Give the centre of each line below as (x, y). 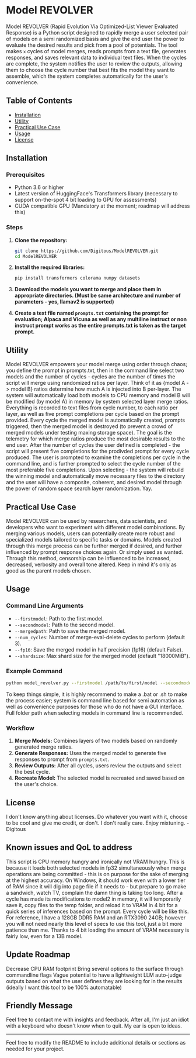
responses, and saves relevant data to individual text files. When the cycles (96, 57)
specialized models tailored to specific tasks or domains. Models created (94, 539)
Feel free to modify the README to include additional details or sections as (96, 1043)
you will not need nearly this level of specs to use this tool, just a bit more (94, 923)
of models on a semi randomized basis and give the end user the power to (95, 39)
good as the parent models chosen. (49, 570)
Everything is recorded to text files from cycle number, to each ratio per (92, 408)
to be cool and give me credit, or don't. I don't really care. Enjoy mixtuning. (96, 823)
